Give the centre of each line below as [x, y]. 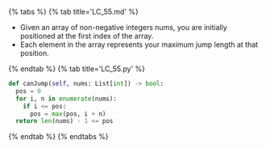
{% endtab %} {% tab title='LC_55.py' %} [77, 69]
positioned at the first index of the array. [87, 36]
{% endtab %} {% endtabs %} [58, 137]
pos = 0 [29, 91]
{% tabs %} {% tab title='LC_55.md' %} [73, 12]
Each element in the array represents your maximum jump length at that [139, 44]
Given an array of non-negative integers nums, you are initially [123, 27]
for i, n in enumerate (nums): [66, 99]
